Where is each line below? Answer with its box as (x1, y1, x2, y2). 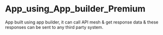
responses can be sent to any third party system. (5, 24, 104, 30)
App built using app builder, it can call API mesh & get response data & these (5, 19, 159, 25)
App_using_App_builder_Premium (5, 3, 146, 14)
